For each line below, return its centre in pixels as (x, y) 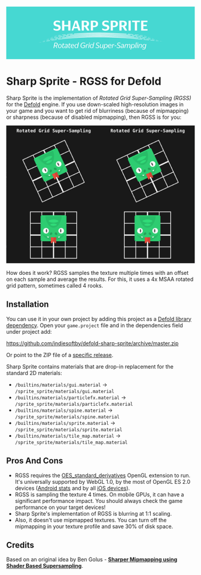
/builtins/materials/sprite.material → (65, 423)
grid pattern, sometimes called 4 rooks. (55, 285)
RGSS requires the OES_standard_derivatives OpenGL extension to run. (103, 475)
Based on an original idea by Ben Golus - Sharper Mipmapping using (92, 559)
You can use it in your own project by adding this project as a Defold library (99, 319)
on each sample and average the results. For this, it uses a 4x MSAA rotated (100, 279)
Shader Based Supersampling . (45, 566)
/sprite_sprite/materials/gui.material (65, 391)
